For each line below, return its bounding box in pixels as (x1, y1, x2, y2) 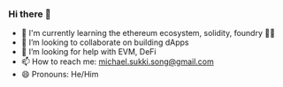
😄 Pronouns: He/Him (20, 69, 99, 80)
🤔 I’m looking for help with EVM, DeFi (20, 47, 157, 57)
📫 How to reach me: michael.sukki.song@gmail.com (20, 56, 214, 67)
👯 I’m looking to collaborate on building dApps (20, 37, 189, 47)
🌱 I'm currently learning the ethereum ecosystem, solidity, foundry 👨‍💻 (20, 28, 276, 39)
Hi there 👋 (8, 8, 52, 20)
